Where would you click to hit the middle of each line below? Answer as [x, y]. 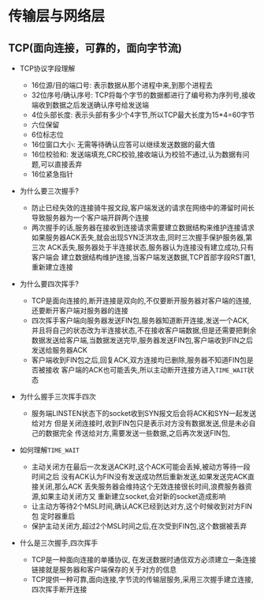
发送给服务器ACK [59, 350]
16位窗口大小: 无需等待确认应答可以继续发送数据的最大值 [123, 144]
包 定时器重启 [53, 516]
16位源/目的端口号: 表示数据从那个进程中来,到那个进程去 [122, 85]
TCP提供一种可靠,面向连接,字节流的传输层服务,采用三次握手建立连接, [142, 579]
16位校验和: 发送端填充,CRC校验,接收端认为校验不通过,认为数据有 [137, 154]
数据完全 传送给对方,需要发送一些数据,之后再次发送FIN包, [138, 433]
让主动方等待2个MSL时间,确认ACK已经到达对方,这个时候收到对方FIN [142, 506]
